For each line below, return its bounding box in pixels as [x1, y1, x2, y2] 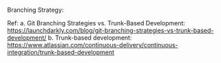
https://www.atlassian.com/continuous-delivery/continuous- [7, 41, 178, 49]
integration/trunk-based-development [7, 48, 115, 56]
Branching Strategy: [7, 6, 64, 14]
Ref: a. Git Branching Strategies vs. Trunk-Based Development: [7, 19, 186, 27]
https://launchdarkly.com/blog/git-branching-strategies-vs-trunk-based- [7, 27, 214, 34]
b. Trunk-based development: [48, 34, 132, 42]
